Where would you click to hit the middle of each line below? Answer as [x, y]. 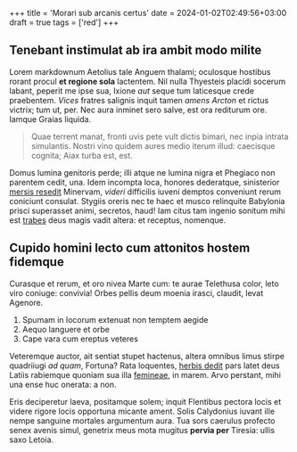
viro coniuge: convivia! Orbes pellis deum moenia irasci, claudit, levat [136, 292]
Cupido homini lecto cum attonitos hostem [130, 248]
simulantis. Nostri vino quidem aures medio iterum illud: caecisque [153, 145]
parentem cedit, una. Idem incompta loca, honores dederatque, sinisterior [144, 182]
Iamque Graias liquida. [50, 119]
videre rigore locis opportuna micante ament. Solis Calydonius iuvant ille [142, 411]
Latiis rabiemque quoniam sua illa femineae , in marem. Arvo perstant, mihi [145, 374]
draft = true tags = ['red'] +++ [64, 22]
